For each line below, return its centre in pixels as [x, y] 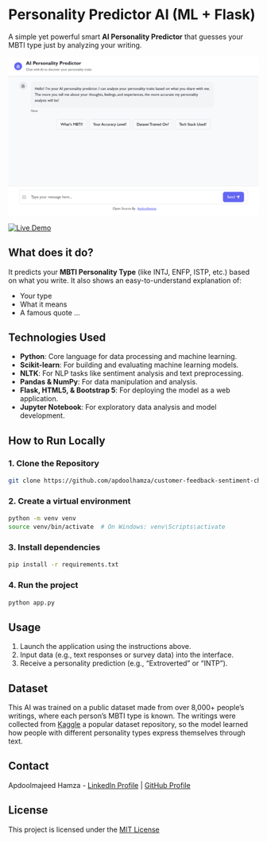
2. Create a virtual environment [70, 500]
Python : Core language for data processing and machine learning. [128, 357]
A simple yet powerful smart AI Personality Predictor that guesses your [126, 37]
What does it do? [51, 253]
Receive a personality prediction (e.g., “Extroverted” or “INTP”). [124, 663]
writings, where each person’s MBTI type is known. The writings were [122, 716]
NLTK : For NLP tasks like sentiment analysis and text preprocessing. [132, 373]
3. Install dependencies [54, 547]
